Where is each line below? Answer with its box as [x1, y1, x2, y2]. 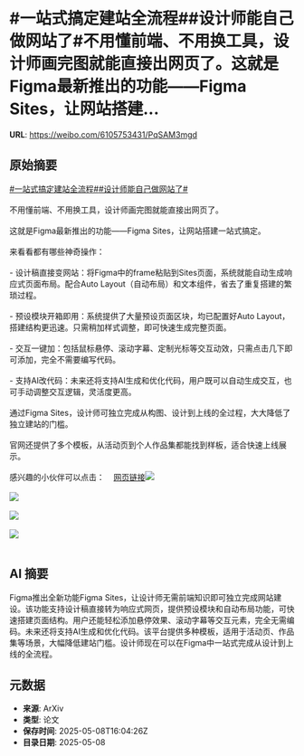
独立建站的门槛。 [9, 418, 73, 430]
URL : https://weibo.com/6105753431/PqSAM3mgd [9, 128, 197, 140]
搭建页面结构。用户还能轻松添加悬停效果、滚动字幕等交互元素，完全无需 [16, 614, 287, 625]
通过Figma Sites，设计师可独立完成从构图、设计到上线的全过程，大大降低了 [9, 407, 291, 418]
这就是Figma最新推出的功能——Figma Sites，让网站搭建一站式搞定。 [9, 225, 267, 236]
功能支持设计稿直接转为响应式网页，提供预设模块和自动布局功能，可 [33, 603, 287, 614]
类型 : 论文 [22, 714, 60, 725]
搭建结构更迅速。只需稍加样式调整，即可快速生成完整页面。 [9, 322, 232, 333]
